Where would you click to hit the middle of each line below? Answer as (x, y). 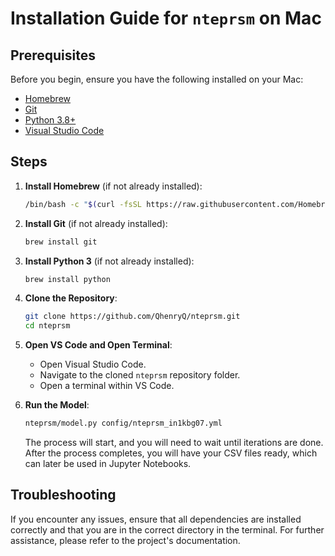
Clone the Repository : (71, 298)
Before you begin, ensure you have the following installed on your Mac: (157, 79)
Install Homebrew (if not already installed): (113, 186)
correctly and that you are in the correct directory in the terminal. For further (167, 529)
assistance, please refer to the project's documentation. (125, 540)
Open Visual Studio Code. (93, 364)
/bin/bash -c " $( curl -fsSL (83, 204)
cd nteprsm (47, 326)
